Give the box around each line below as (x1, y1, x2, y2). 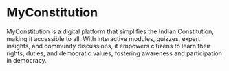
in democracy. (6, 56, 47, 64)
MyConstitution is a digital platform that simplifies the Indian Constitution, (6, 27, 214, 35)
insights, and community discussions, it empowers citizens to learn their (6, 42, 211, 50)
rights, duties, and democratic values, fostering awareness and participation (6, 49, 223, 57)
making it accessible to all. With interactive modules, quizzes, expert (6, 34, 201, 42)
